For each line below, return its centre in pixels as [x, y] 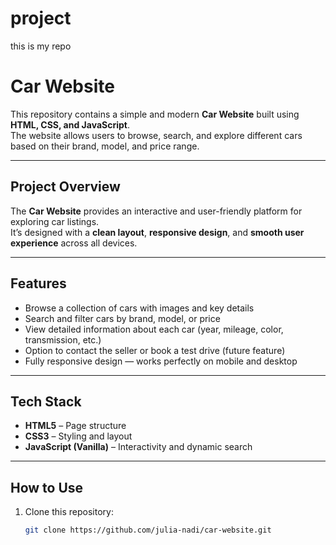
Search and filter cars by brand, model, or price [122, 318]
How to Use [47, 487]
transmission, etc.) [63, 339]
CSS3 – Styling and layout [78, 436]
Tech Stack [46, 401]
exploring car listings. [55, 221]
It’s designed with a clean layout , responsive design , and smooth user [157, 232]
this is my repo [41, 46]
